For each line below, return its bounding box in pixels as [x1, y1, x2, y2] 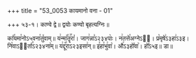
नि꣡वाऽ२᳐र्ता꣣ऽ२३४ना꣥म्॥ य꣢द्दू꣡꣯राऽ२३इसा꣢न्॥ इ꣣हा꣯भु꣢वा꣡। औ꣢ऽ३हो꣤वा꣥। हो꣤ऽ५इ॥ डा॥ [7, 42, 174, 50]
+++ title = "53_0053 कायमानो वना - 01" [7, 7, 113, 14]
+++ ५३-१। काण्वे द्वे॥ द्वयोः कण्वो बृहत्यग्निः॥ [7, 21, 110, 28]
